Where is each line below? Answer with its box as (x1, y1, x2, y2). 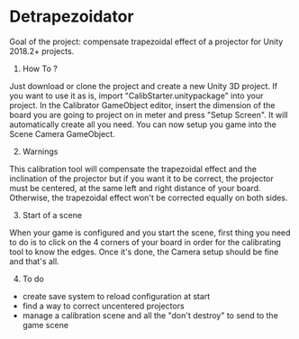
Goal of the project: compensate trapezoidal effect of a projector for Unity (9, 36, 284, 47)
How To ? (22, 63, 59, 74)
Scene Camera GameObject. (9, 128, 115, 139)
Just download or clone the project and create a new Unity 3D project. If (9, 80, 277, 91)
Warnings (22, 146, 59, 157)
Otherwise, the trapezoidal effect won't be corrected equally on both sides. (9, 192, 288, 203)
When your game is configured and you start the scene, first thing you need (9, 227, 291, 238)
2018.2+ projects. (9, 45, 75, 56)
